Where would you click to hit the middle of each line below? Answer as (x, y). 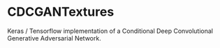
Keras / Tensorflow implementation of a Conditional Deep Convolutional (110, 31)
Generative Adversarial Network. (54, 38)
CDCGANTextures (61, 12)
